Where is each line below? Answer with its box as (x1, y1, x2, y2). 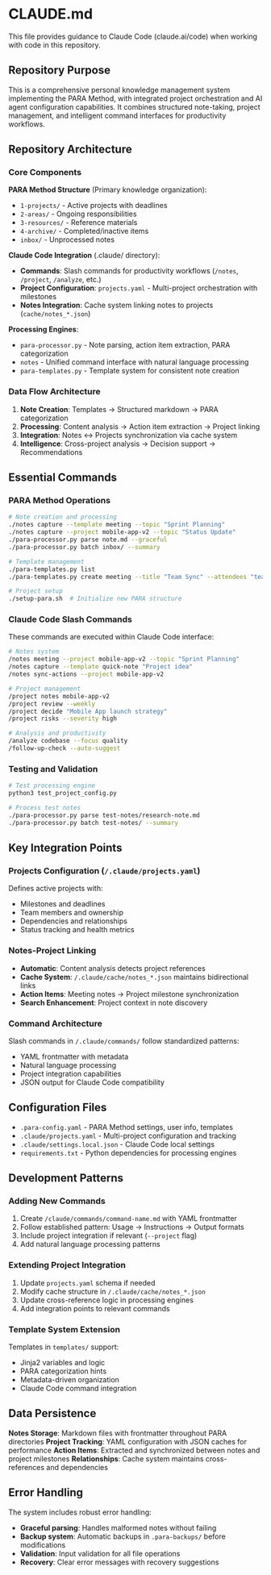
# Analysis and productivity (8, 729, 106, 738)
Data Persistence (8, 1406, 97, 1420)
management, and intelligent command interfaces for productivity (8, 110, 227, 120)
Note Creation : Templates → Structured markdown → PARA (19, 404, 219, 414)
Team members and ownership (19, 908, 123, 918)
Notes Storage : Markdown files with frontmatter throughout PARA (8, 1428, 227, 1438)
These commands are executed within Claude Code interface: (8, 632, 215, 642)
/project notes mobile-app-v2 (8, 692, 110, 700)
